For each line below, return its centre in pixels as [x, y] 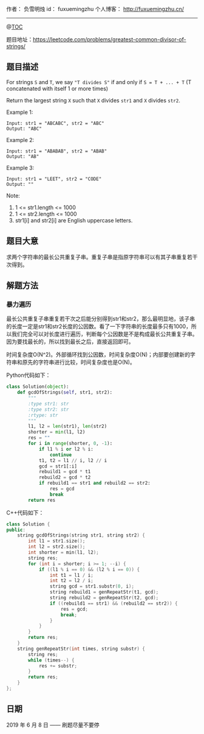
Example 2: [20, 140]
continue [60, 455]
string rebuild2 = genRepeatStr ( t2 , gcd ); [104, 598]
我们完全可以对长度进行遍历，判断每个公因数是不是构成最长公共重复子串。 [104, 334]
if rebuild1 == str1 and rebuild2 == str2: [94, 483]
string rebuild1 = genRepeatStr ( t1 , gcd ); [104, 592]
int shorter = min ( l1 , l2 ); [63, 553]
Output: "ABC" [24, 129]
